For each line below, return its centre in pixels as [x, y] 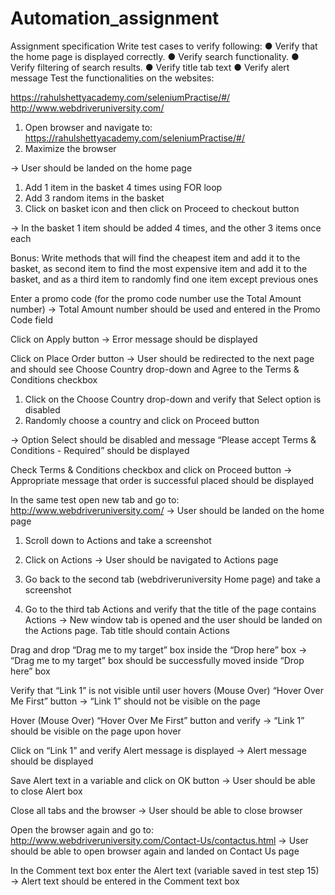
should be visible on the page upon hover [96, 731]
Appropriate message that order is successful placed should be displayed [162, 480]
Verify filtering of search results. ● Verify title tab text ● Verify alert [150, 67]
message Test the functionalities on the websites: [112, 78]
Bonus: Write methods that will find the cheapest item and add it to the [155, 258]
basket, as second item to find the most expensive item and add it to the [159, 268]
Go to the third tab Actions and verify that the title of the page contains [170, 609]
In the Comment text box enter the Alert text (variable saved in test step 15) [165, 870]
